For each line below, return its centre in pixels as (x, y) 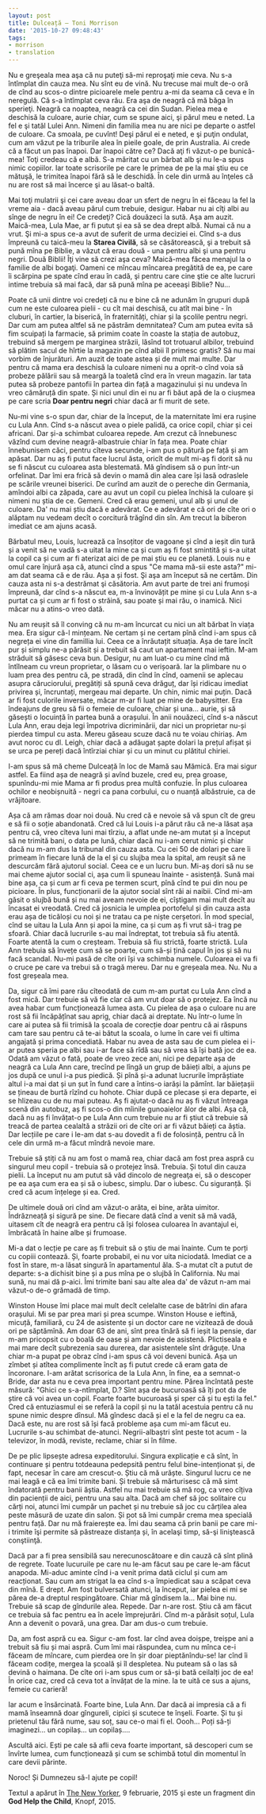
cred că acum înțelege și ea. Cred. (64, 1192)
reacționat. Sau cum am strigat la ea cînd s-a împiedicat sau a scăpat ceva (130, 1581)
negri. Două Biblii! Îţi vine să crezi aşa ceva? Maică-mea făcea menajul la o (130, 259)
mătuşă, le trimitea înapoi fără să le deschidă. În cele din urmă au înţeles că (131, 176)
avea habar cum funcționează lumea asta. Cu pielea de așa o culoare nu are (132, 1008)
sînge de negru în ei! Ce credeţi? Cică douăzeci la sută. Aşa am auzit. (121, 217)
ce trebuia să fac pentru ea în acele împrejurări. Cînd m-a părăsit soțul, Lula (131, 1615)
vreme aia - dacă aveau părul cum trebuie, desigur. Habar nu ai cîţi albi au (129, 208)
